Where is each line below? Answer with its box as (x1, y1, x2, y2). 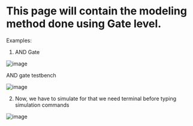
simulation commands (14, 101, 70, 109)
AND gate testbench (6, 71, 57, 79)
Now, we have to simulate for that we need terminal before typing (14, 95, 177, 102)
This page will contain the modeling (6, 4, 188, 18)
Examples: (6, 37, 32, 44)
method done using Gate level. (6, 17, 162, 31)
